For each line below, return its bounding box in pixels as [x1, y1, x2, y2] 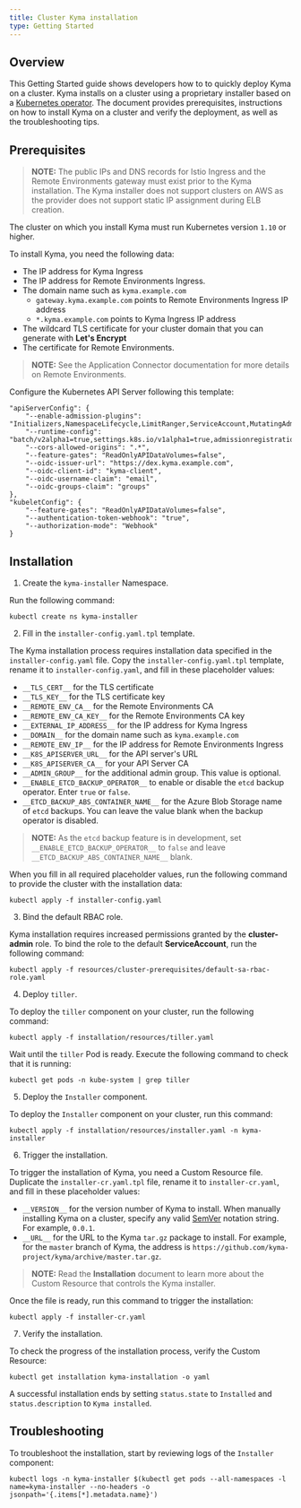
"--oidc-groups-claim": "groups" [25, 482, 150, 491]
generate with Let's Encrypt [21, 333, 127, 343]
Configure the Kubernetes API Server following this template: [9, 386, 235, 397]
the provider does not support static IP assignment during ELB [30, 195, 262, 206]
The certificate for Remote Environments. [21, 342, 175, 353]
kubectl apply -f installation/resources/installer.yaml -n [9, 1126, 239, 1135]
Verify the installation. [21, 1328, 103, 1339]
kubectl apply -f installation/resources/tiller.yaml [9, 1033, 215, 1042]
